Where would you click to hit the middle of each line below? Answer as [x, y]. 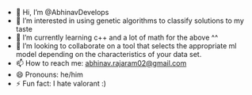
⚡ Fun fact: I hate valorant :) [61, 84]
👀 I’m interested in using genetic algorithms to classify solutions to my [130, 21]
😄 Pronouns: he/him [49, 74]
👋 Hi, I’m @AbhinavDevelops [62, 12]
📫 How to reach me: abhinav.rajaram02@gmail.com [101, 63]
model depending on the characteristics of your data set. [109, 54]
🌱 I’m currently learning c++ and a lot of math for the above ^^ [117, 37]
